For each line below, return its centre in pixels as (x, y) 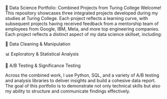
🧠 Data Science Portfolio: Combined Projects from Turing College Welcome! (83, 8)
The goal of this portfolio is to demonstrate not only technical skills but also (83, 86)
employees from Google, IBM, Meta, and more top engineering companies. (82, 29)
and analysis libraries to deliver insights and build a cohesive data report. (81, 80)
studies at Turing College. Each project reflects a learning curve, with (76, 18)
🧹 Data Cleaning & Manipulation (38, 44)
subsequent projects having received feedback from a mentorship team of (82, 23)
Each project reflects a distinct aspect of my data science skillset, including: (83, 34)
